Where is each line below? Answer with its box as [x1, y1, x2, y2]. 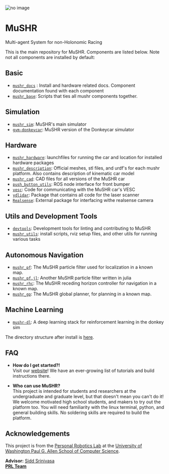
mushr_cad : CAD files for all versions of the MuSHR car [12, 176, 125, 182]
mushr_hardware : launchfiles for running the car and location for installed [12, 154, 162, 161]
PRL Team [5, 463, 27, 469]
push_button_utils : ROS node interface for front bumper [12, 181, 130, 187]
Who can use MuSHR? [12, 383, 61, 389]
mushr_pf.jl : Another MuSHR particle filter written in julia [12, 275, 132, 281]
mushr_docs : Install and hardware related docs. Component [12, 82, 135, 88]
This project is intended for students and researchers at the [12, 388, 136, 394]
